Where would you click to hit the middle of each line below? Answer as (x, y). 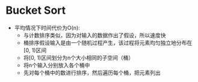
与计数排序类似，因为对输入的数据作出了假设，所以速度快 (94, 35)
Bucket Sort (36, 10)
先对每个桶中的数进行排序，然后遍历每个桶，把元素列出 (92, 72)
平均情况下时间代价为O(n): (47, 28)
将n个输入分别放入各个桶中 (57, 65)
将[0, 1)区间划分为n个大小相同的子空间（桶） (79, 57)
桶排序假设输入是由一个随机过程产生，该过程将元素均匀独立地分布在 (108, 42)
